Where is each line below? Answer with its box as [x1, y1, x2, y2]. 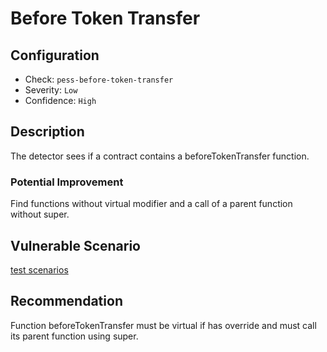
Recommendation [10, 293, 123, 310]
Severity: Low [24, 84, 78, 96]
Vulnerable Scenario [10, 237, 141, 254]
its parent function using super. [10, 330, 139, 342]
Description [10, 123, 85, 141]
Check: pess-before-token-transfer [24, 73, 174, 85]
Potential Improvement [10, 175, 124, 189]
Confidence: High [24, 95, 97, 106]
